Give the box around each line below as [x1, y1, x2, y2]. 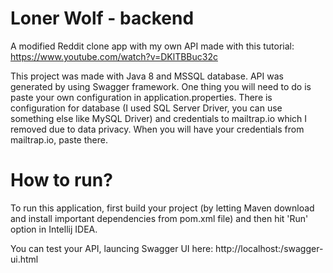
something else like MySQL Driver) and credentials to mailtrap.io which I [10, 112, 308, 124]
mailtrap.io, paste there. [10, 133, 108, 146]
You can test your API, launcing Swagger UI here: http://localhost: [10, 242, 282, 254]
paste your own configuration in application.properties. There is [10, 91, 273, 103]
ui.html [10, 253, 39, 265]
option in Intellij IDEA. [10, 223, 98, 235]
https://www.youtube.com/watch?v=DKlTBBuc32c [10, 50, 218, 62]
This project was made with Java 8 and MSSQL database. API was [10, 70, 284, 82]
